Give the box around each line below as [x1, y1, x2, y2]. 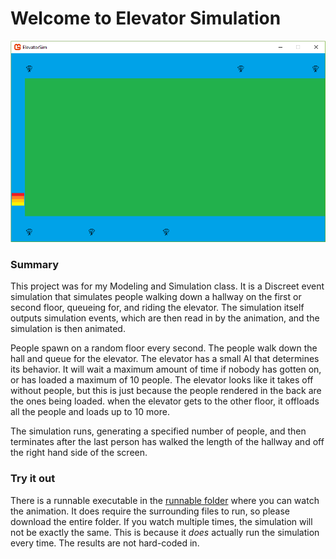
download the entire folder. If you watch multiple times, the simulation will [10, 515, 313, 527]
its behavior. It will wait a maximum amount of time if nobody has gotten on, [10, 363, 322, 376]
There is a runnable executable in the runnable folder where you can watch [10, 494, 320, 506]
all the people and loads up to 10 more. [10, 406, 170, 418]
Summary [10, 257, 60, 271]
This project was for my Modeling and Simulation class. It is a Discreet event [10, 280, 325, 292]
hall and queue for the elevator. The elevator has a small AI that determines [10, 353, 320, 365]
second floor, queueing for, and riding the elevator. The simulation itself [10, 302, 305, 314]
